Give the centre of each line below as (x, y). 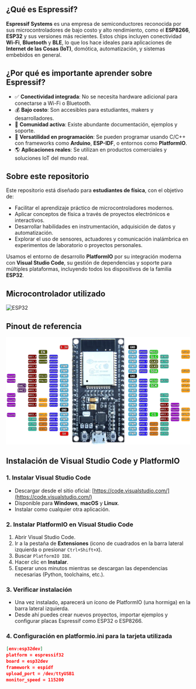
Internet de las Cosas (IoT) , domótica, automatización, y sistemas (86, 49)
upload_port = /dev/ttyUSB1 (40, 673)
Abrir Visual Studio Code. (45, 537)
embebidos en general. (34, 54)
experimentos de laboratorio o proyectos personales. (78, 245)
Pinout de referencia (44, 326)
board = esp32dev (27, 661)
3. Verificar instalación (39, 589)
